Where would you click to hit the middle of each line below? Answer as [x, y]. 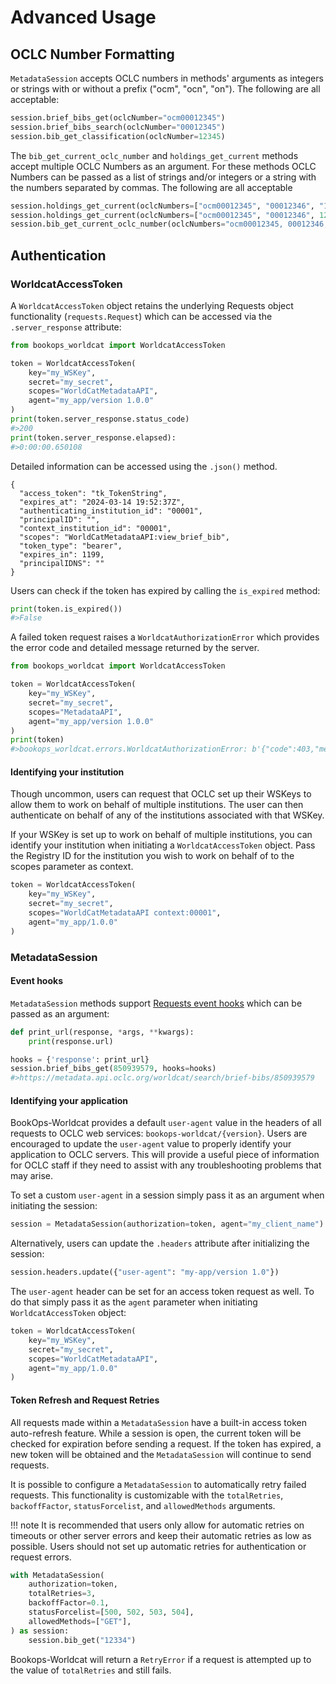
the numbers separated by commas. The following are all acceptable [151, 187]
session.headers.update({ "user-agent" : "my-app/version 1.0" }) [145, 1272]
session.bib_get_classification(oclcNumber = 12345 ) [118, 136]
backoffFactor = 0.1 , [69, 1603]
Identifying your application [69, 1100]
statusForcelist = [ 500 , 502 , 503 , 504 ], [111, 1612]
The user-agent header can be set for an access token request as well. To [162, 1292]
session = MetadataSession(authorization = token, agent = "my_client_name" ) [167, 1224]
